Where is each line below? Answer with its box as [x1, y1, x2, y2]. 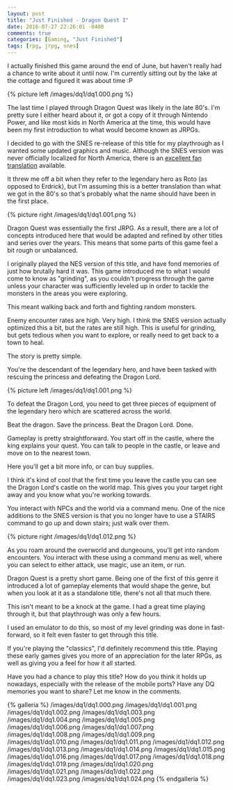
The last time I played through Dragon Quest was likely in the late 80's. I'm [7, 104, 220, 111]
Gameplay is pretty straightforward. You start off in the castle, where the [7, 434, 215, 442]
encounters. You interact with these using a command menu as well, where [7, 553, 223, 561]
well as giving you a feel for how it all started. [7, 659, 137, 667]
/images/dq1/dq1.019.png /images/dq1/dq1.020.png [7, 760, 154, 768]
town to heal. [7, 338, 45, 347]
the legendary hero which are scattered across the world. [7, 407, 172, 415]
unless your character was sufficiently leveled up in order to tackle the [7, 282, 209, 290]
